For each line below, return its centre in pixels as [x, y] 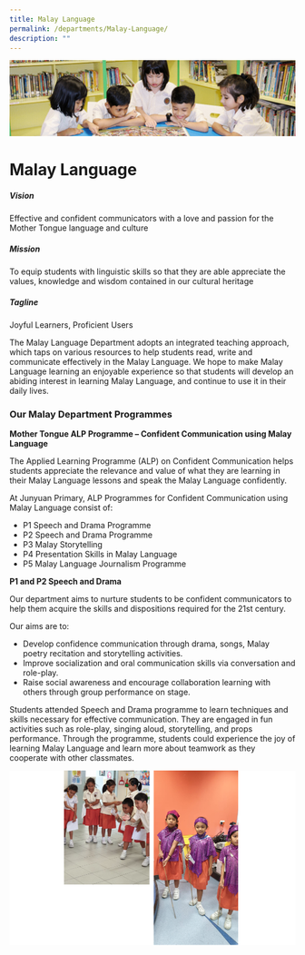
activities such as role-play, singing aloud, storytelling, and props [131, 729]
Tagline [24, 302]
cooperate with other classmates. [72, 758]
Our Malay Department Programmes [91, 414]
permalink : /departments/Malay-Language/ [89, 29]
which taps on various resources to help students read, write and [131, 352]
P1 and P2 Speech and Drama [66, 582]
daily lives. [30, 390]
